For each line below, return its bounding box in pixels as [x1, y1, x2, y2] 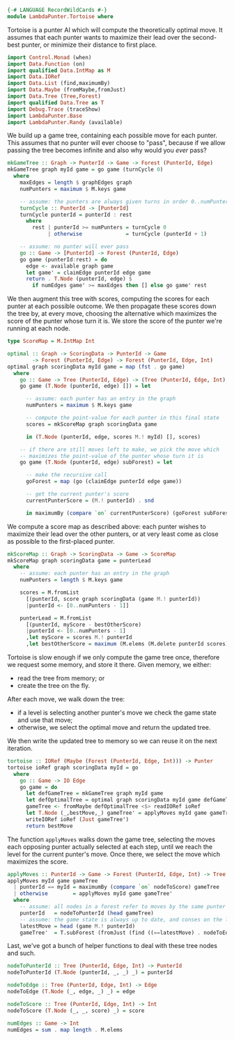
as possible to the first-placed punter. [7, 537, 115, 545]
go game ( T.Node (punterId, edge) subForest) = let [19, 459, 173, 466]
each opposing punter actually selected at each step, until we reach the [7, 842, 213, 850]
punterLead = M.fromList [19, 614, 92, 622]
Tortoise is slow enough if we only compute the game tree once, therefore [7, 653, 220, 662]
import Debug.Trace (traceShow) [7, 105, 101, 113]
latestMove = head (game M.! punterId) [19, 922, 136, 930]
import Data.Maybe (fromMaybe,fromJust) [7, 86, 127, 93]
